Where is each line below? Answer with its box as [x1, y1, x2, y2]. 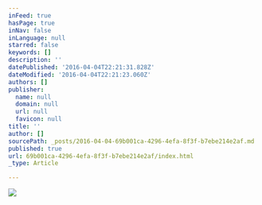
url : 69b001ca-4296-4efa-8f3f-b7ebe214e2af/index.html [8, 152, 194, 160]
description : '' [8, 56, 62, 64]
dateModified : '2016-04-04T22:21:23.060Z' [8, 71, 151, 79]
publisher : [8, 85, 45, 94]
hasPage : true [8, 19, 56, 27]
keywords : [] [8, 48, 52, 56]
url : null [15, 108, 48, 116]
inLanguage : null [8, 33, 66, 42]
